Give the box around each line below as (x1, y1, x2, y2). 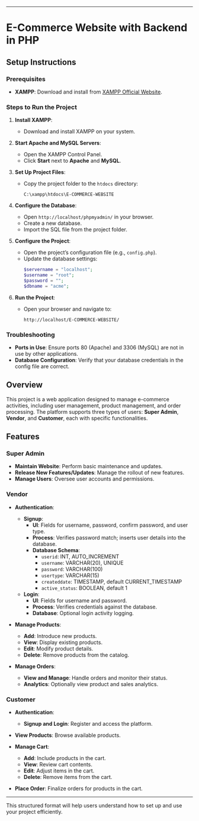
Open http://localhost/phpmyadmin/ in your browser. (23, 214, 154, 221)
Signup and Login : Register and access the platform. (23, 720, 153, 727)
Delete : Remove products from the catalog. (23, 651, 129, 658)
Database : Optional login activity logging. (32, 609, 134, 616)
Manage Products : (14, 621, 62, 628)
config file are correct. (14, 362, 70, 370)
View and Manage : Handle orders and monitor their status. (23, 674, 168, 681)
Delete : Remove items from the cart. (23, 774, 113, 781)
